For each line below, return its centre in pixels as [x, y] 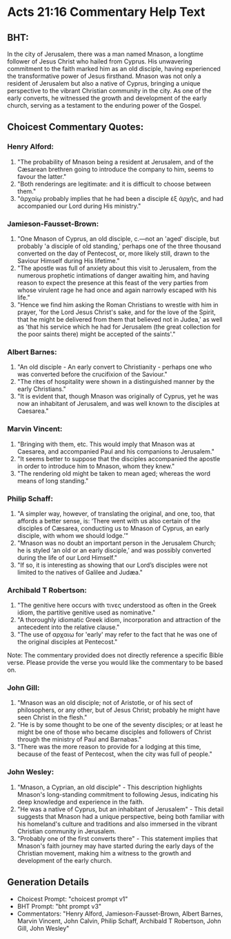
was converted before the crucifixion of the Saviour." [92, 374]
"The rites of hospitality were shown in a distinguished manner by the [116, 382]
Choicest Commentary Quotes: [76, 127]
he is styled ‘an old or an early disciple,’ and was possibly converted [114, 550]
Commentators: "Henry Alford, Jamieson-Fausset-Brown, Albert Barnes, [120, 913]
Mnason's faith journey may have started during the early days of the [115, 846]
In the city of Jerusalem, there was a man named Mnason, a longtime [105, 54]
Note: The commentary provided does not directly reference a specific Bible [115, 655]
